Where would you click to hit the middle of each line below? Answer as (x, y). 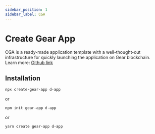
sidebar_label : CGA (25, 14)
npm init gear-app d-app (31, 108)
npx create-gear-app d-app (33, 90)
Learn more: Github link (29, 63)
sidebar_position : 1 (26, 10)
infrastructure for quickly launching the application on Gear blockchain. (78, 58)
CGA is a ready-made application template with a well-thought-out (73, 52)
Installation (23, 78)
